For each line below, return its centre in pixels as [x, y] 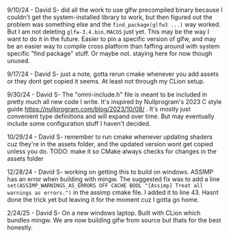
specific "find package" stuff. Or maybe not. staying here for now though [110, 53]
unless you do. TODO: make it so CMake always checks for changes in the [112, 151]
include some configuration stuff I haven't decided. [79, 123]
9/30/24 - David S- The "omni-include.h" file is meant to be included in [107, 94]
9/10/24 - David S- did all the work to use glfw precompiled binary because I [115, 10]
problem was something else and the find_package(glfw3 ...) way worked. [114, 24]
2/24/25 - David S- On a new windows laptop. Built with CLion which [104, 213]
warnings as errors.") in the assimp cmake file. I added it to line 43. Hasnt [113, 192]
